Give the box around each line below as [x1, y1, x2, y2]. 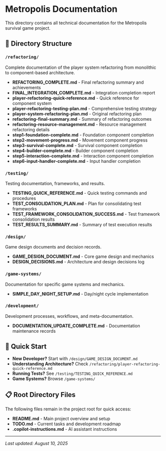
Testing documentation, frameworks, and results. [5, 180, 105, 186]
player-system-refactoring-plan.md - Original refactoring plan [12, 110, 142, 117]
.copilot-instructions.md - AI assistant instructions [12, 426, 117, 432]
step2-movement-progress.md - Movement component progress [12, 137, 148, 143]
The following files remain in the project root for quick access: [5, 406, 131, 412]
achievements [12, 84, 41, 90]
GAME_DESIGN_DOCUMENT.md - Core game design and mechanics [12, 253, 154, 259]
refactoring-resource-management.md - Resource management [12, 121, 147, 127]
